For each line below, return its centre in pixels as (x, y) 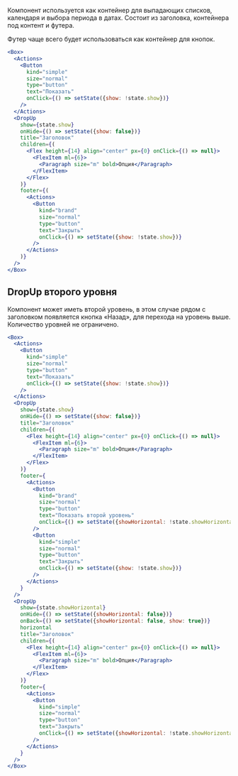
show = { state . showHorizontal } (63, 608)
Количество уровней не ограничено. (63, 324)
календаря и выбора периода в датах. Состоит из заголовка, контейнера (118, 18)
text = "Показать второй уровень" (86, 515)
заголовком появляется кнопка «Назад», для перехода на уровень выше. (119, 317)
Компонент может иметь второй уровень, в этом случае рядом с (107, 309)
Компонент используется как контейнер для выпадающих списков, (110, 10)
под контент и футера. (41, 25)
